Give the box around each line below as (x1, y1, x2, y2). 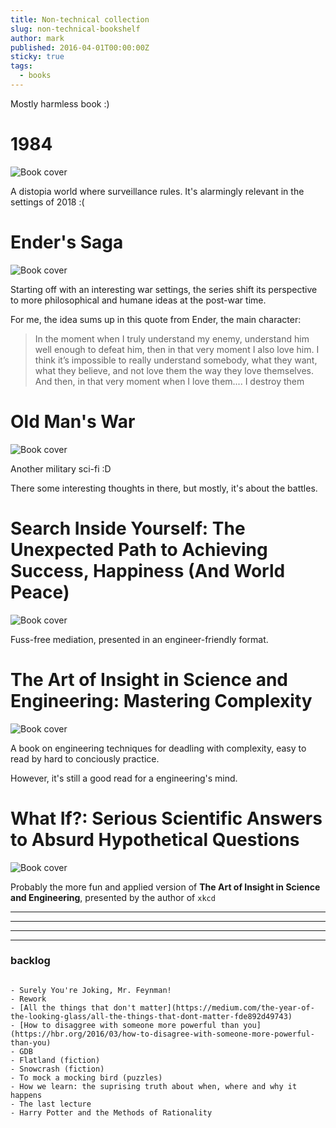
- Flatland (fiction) (10, 1055, 101, 1065)
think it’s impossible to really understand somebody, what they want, (34, 354, 318, 366)
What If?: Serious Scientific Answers (10, 807, 323, 830)
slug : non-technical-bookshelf (10, 24, 141, 34)
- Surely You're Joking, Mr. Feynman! (10, 985, 172, 995)
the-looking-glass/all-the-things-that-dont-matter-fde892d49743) (10, 1011, 293, 1021)
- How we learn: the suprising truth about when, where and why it (10, 1081, 298, 1091)
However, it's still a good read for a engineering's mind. (10, 772, 238, 784)
